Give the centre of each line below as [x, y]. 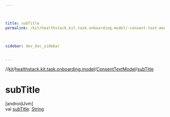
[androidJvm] [19, 104]
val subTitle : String [25, 109]
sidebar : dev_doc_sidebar [32, 46]
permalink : [17, 28]
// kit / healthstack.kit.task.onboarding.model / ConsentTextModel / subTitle [80, 69]
